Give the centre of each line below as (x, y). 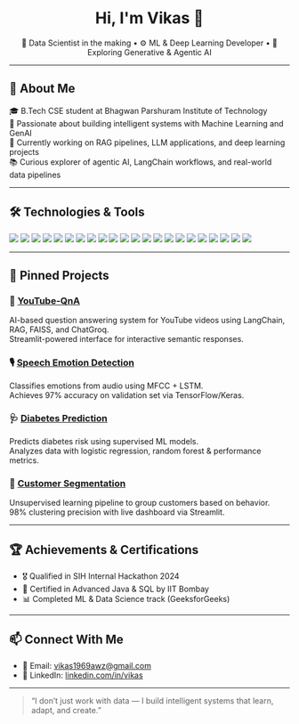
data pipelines (35, 175)
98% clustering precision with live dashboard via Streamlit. (117, 512)
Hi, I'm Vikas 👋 (149, 18)
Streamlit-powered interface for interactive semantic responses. (127, 339)
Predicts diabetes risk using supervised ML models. (104, 441)
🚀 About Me (42, 89)
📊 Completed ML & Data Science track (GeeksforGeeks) (126, 598)
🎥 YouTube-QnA (44, 300)
